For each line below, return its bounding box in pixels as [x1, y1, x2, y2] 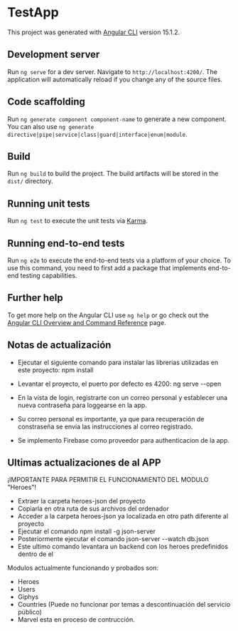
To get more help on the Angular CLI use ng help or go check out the [7, 311, 209, 319]
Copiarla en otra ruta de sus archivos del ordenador [17, 504, 169, 513]
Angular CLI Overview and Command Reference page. [7, 318, 166, 327]
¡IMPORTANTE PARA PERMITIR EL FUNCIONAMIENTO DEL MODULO [7, 476, 209, 484]
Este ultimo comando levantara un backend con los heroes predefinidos [17, 543, 229, 551]
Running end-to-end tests [7, 237, 125, 250]
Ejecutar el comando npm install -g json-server [17, 527, 156, 535]
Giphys [17, 592, 39, 601]
